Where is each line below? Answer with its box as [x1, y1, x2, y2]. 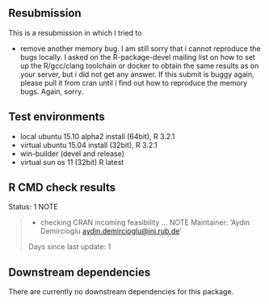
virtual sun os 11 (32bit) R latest [19, 157, 124, 167]
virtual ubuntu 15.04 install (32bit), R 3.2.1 [19, 140, 158, 150]
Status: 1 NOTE [8, 202, 58, 212]
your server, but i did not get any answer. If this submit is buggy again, [19, 69, 254, 79]
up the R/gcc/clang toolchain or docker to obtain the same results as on [19, 61, 259, 70]
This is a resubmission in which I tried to [8, 27, 142, 37]
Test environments [8, 110, 105, 124]
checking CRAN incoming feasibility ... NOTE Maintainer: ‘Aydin [40, 217, 250, 227]
